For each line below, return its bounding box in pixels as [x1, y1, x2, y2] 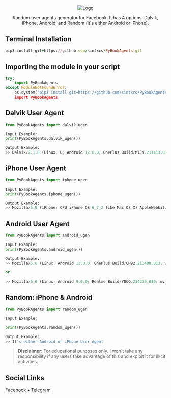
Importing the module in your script [5, 63, 120, 71]
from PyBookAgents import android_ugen [5, 233, 90, 238]
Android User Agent [5, 219, 70, 228]
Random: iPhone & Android [5, 293, 93, 302]
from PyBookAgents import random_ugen [5, 307, 88, 312]
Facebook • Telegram [5, 387, 51, 393]
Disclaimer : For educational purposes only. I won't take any [17, 348, 144, 354]
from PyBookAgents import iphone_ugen [5, 177, 88, 182]
